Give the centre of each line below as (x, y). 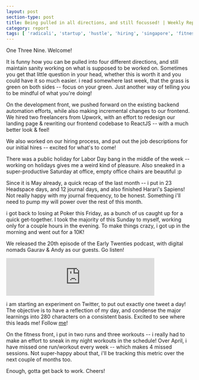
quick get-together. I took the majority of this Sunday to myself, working (94, 220)
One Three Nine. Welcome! (39, 50)
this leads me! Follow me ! (37, 323)
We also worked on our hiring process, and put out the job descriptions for (97, 141)
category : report (28, 28)
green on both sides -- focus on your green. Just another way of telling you (98, 87)
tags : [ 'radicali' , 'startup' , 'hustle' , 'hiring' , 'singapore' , (90, 34)
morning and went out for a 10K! (45, 232)
